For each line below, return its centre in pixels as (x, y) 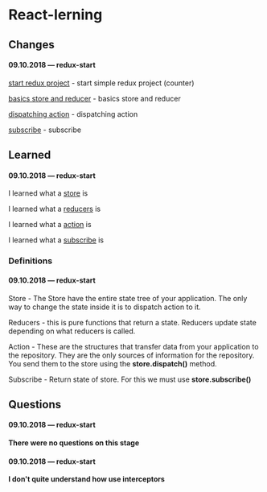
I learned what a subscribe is (56, 240)
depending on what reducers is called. (72, 331)
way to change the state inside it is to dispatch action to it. (105, 307)
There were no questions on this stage (74, 443)
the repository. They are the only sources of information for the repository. (131, 355)
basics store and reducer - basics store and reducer (94, 98)
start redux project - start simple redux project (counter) (101, 83)
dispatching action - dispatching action (73, 114)
